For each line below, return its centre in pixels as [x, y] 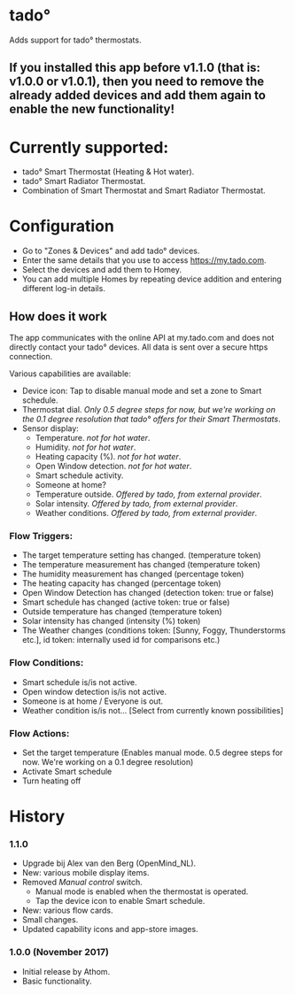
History [37, 817]
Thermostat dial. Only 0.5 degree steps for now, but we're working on [149, 410]
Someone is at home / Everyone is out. [93, 701]
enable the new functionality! [92, 109]
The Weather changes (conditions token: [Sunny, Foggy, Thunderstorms [154, 630]
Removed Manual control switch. [82, 883]
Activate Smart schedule [67, 771]
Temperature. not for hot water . [93, 438]
